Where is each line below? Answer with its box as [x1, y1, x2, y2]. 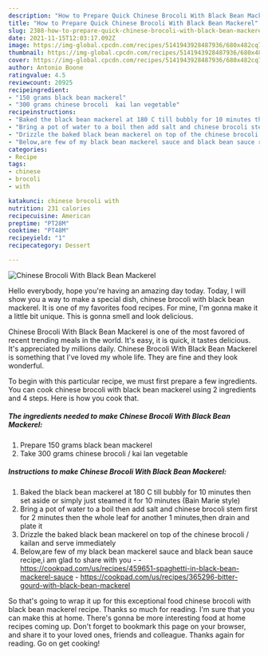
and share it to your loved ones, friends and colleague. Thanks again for [8, 630, 245, 639]
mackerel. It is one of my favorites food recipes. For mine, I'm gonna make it [8, 303, 258, 312]
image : [8, 42, 30, 50]
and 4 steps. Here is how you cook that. [8, 393, 140, 403]
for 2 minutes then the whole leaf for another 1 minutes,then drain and [19, 512, 250, 522]
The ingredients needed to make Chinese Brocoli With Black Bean [8, 411, 231, 421]
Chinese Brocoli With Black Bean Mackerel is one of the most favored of [8, 327, 246, 336]
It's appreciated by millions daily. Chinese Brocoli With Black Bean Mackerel [8, 344, 258, 353]
